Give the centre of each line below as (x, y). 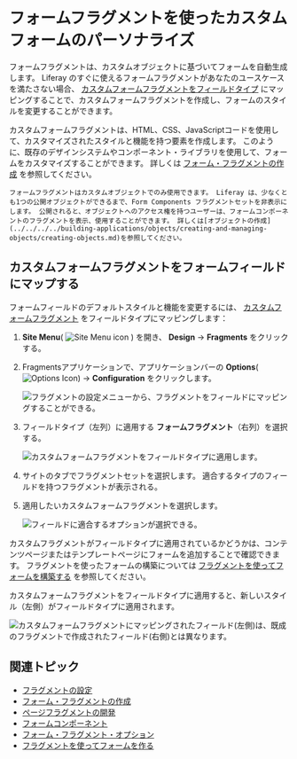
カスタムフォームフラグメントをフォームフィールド (148, 267)
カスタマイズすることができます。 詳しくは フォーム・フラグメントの (150, 163)
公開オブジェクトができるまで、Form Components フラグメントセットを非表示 (156, 202)
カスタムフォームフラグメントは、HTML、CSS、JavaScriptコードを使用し (144, 129)
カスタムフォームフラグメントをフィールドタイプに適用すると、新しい (137, 595)
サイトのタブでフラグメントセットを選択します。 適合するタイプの (143, 475)
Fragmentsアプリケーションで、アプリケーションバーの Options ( (140, 367)
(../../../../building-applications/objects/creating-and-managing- (138, 228)
